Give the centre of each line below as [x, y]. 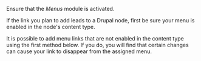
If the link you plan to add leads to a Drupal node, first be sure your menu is [101, 20]
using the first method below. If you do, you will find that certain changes [98, 45]
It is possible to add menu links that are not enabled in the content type [95, 38]
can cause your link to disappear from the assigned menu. [79, 51]
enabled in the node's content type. [51, 27]
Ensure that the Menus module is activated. [60, 9]
